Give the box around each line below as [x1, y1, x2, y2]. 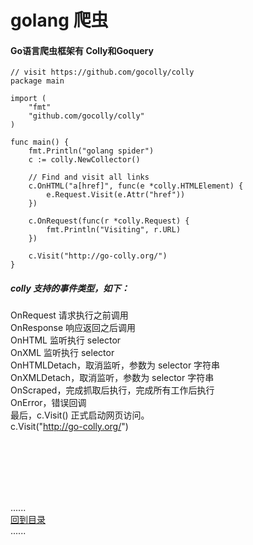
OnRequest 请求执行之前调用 [10, 309, 129, 321]
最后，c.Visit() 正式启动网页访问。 [10, 409, 150, 421]
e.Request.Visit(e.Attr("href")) [46, 190, 186, 200]
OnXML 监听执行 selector [10, 347, 115, 359]
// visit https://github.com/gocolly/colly [10, 67, 195, 78]
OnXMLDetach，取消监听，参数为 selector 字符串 [10, 372, 215, 384]
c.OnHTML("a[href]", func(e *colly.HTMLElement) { [28, 181, 244, 191]
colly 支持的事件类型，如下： [10, 282, 130, 294]
